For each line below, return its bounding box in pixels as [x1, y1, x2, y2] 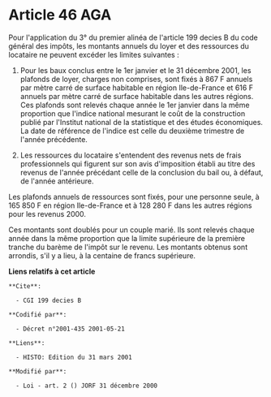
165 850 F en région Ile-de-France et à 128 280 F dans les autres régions [8, 201, 252, 210]
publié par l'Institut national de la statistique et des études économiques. [19, 117, 264, 127]
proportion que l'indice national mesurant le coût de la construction [19, 108, 246, 119]
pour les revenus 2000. [8, 209, 87, 218]
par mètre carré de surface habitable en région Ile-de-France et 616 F [19, 83, 254, 93]
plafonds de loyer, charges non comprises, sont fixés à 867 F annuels [19, 74, 253, 84]
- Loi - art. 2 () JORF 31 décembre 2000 [15, 382, 158, 390]
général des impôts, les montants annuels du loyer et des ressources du [8, 41, 250, 50]
